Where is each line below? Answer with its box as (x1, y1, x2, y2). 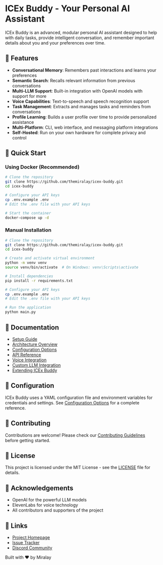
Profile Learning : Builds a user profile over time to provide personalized (12, 114, 157, 120)
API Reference (12, 352, 41, 357)
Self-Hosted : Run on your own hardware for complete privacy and (12, 129, 146, 135)
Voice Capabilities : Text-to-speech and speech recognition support (12, 98, 149, 104)
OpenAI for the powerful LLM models (12, 497, 87, 503)
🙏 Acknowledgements (5, 484, 74, 492)
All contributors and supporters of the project (12, 507, 103, 513)
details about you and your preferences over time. (5, 40, 106, 46)
